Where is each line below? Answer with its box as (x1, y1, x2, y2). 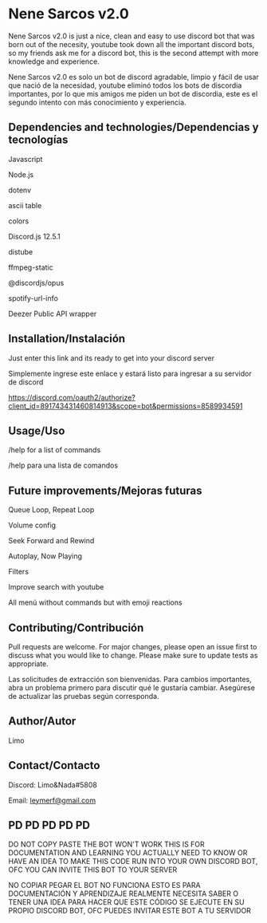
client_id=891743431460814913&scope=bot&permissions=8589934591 (8, 400, 243, 411)
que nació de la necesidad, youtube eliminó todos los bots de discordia (8, 81, 242, 90)
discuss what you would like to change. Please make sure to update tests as (8, 651, 258, 660)
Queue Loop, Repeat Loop (8, 505, 95, 515)
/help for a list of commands (8, 445, 101, 455)
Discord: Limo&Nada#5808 (8, 779, 98, 790)
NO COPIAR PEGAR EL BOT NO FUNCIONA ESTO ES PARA (8, 881, 201, 890)
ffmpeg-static (8, 262, 53, 272)
